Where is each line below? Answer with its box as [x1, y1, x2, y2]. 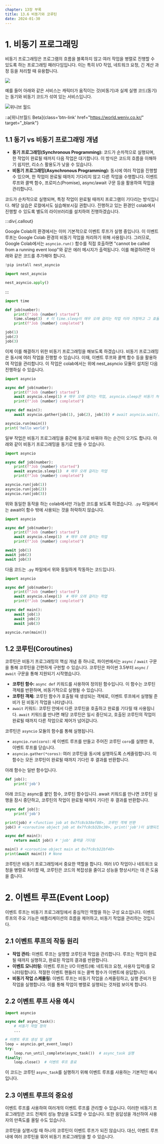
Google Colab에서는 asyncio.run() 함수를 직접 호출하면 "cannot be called [5, 240, 150, 247]
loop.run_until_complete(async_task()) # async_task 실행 [14, 1051, 134, 1056]
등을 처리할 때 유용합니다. [10, 68, 59, 74]
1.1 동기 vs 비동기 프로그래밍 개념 [5, 135, 99, 144]
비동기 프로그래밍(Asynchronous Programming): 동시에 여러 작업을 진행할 [12, 168, 158, 173]
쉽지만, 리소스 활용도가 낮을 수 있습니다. [17, 162, 93, 168]
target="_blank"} [5, 120, 39, 126]
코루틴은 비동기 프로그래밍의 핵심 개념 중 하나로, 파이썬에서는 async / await [5, 658, 148, 665]
